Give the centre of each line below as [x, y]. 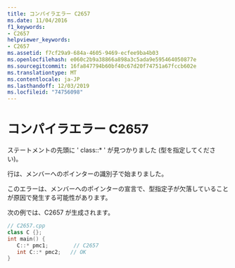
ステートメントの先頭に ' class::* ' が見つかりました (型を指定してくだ [108, 150]
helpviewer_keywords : [39, 40]
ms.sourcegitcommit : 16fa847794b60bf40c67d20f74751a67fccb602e [102, 66]
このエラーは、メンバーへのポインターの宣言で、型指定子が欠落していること [118, 189]
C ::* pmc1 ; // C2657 [58, 245]
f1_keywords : [26, 27]
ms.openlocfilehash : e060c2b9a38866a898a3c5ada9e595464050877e [102, 60]
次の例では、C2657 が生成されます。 [61, 212]
